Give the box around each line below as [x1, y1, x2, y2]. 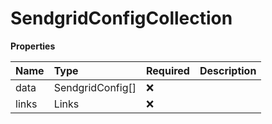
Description [199, 63, 257, 77]
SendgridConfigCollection [10, 7, 233, 30]
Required [145, 63, 190, 77]
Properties [10, 40, 56, 52]
